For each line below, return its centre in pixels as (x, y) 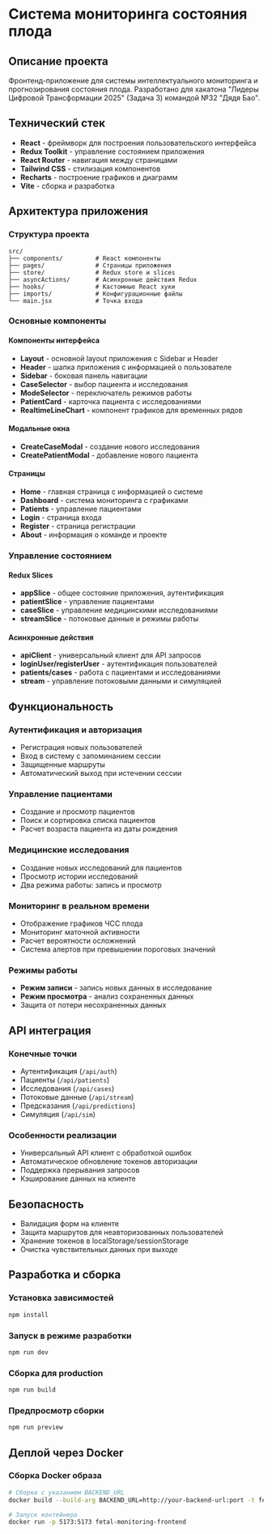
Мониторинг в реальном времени (79, 905)
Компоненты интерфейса (54, 340)
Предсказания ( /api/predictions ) (78, 1106)
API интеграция (50, 1031)
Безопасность (46, 1204)
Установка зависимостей (61, 1298)
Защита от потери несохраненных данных (93, 1005)
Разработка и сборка (65, 1275)
